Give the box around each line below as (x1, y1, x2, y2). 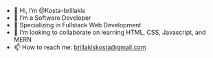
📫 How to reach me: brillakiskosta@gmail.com (13, 43, 146, 51)
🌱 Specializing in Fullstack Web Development (13, 21, 142, 29)
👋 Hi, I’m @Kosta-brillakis (13, 7, 86, 14)
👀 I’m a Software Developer (13, 14, 91, 22)
